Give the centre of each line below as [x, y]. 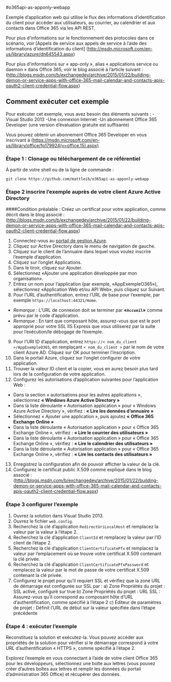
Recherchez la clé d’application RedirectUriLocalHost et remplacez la [86, 526]
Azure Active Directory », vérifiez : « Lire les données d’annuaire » [83, 411]
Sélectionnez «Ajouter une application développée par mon [75, 273]
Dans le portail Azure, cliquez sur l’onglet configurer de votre [77, 358]
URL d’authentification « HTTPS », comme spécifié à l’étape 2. [71, 648]
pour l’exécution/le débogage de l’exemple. [58, 332]
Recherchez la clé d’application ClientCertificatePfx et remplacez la [86, 548]
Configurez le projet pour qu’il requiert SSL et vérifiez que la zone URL [87, 581]
